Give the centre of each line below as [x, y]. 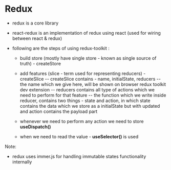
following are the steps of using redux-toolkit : [61, 48]
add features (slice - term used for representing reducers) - [83, 73]
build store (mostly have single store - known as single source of [88, 58]
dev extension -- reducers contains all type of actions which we [87, 89]
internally [22, 162]
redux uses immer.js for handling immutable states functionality [79, 156]
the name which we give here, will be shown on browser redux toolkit [93, 84]
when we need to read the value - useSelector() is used [79, 136]
